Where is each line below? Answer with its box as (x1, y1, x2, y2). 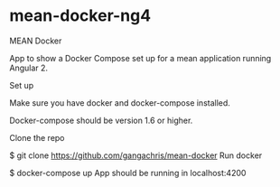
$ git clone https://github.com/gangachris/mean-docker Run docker (9, 150, 263, 161)
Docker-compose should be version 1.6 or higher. (9, 115, 193, 126)
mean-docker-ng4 (9, 5, 152, 26)
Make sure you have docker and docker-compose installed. (9, 97, 230, 108)
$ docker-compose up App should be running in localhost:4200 (9, 167, 247, 178)
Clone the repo (9, 132, 65, 143)
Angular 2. (9, 62, 48, 73)
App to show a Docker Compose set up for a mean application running (9, 52, 272, 63)
